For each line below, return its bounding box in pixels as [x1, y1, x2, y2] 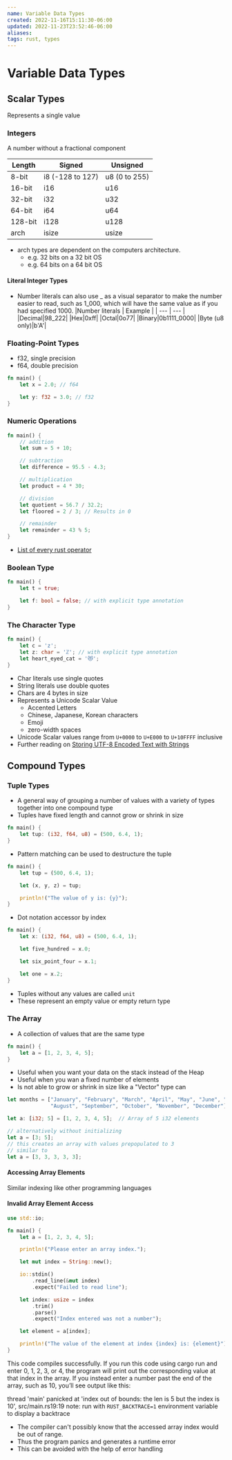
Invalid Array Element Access [7, 1199, 94, 1208]
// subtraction [19, 457, 64, 465]
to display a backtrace [7, 1409, 70, 1417]
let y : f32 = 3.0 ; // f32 [19, 393, 95, 400]
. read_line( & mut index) [32, 1278, 100, 1285]
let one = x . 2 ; [19, 971, 64, 977]
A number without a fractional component [7, 144, 126, 153]
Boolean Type [7, 563, 55, 573]
